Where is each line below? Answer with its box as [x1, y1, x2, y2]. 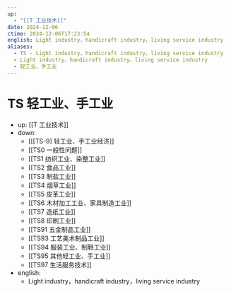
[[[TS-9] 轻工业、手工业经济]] [28, 136, 114, 145]
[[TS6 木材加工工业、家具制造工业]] [28, 199, 132, 207]
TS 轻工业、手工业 [7, 95, 114, 112]
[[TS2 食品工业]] [28, 163, 76, 172]
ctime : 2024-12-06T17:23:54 [7, 30, 90, 37]
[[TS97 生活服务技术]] [28, 260, 92, 269]
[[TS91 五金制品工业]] [28, 225, 91, 233]
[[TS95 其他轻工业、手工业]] [28, 252, 111, 260]
